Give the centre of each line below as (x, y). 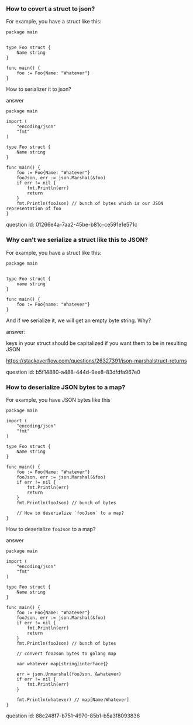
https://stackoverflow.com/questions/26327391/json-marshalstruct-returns (96, 360)
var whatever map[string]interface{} (63, 664)
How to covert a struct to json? (51, 9)
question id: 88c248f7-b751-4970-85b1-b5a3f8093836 (73, 716)
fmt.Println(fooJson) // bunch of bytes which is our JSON (90, 204)
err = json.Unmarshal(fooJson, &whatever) (69, 674)
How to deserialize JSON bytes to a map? (66, 387)
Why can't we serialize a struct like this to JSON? (77, 240)
